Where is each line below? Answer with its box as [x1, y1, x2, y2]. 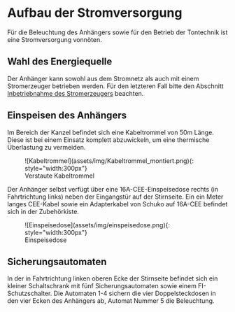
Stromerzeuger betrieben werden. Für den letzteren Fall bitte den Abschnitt [7, 82, 224, 90]
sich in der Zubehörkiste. [7, 207, 79, 215]
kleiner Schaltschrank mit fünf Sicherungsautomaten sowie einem [7, 282, 197, 290]
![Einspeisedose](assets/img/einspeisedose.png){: [24, 220, 170, 229]
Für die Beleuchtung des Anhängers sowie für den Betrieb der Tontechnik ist [7, 28, 228, 36]
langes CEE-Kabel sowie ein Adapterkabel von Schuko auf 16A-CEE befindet [7, 199, 228, 208]
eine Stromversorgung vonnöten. [7, 35, 103, 43]
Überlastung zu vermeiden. [7, 143, 86, 151]
